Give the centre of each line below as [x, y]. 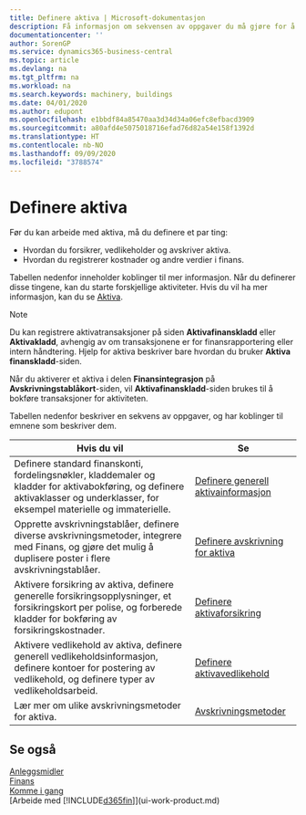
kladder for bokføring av [66, 619]
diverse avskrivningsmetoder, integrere [98, 536]
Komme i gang [36, 791]
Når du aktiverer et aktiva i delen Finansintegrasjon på [112, 379]
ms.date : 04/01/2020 [49, 103]
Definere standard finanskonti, [79, 464]
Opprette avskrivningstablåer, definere [97, 524]
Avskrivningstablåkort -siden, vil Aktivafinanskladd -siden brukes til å [141, 389]
